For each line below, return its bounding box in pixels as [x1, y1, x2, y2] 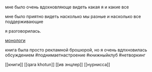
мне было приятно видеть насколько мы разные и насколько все [5, 14, 141, 19]
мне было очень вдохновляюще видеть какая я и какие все [5, 4, 129, 10]
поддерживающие [5, 19, 44, 24]
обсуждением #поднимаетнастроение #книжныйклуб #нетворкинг [5, 52, 146, 58]
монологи [5, 37, 26, 43]
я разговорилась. [5, 28, 41, 34]
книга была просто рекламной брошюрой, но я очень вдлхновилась [5, 47, 147, 53]
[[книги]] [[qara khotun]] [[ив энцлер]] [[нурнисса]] [5, 62, 110, 67]
